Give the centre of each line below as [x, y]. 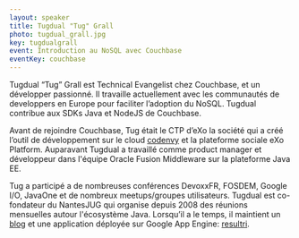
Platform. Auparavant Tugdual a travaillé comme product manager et [136, 149]
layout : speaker [39, 17]
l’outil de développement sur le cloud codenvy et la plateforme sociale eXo [147, 140]
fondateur [28, 205]
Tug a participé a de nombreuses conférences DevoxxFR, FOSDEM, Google [149, 186]
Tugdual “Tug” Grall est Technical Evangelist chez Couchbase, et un [135, 85]
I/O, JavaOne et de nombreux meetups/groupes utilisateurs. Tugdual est [142, 195]
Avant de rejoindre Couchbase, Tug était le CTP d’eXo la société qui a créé [146, 130]
